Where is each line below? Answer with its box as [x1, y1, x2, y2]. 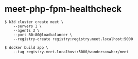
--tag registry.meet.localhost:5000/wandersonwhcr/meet [13, 49, 129, 54]
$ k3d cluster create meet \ [4, 20, 64, 24]
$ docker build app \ [4, 45, 49, 50]
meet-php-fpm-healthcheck [4, 3, 122, 15]
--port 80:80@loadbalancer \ [13, 32, 72, 37]
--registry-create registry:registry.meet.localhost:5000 [13, 37, 133, 41]
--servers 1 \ [13, 23, 42, 29]
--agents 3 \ [13, 28, 40, 33]
